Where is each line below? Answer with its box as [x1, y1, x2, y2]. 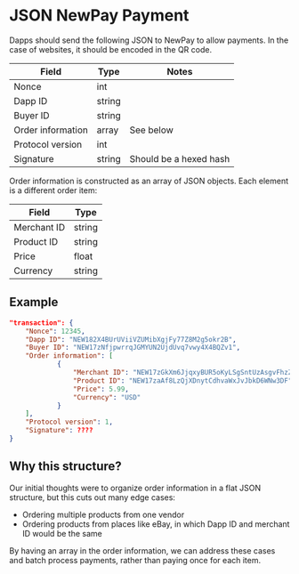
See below [129, 124, 174, 136]
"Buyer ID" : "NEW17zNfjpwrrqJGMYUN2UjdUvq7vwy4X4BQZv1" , [25, 344, 241, 352]
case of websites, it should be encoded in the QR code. [9, 44, 212, 54]
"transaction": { [9, 318, 74, 327]
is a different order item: [9, 184, 98, 196]
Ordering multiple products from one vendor [21, 509, 185, 520]
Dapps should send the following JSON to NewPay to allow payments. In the [9, 35, 289, 45]
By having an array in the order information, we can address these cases [9, 545, 276, 556]
